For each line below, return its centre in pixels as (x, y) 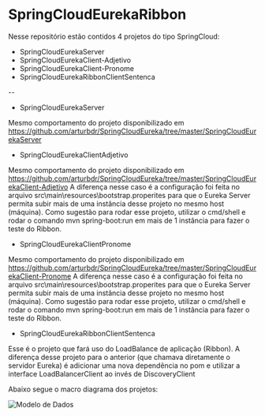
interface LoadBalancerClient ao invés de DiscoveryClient (102, 373)
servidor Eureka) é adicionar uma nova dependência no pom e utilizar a (124, 365)
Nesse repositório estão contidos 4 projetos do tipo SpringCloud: (114, 36)
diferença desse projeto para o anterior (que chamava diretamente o (119, 357)
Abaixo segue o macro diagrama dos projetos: (83, 389)
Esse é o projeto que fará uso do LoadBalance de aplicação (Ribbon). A (124, 348)
